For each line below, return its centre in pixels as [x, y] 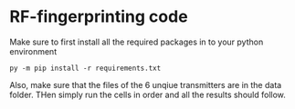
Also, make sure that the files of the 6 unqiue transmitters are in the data [146, 84]
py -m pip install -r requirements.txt [85, 68]
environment [33, 51]
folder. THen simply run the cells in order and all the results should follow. [147, 94]
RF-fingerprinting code [99, 17]
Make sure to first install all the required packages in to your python [137, 42]
